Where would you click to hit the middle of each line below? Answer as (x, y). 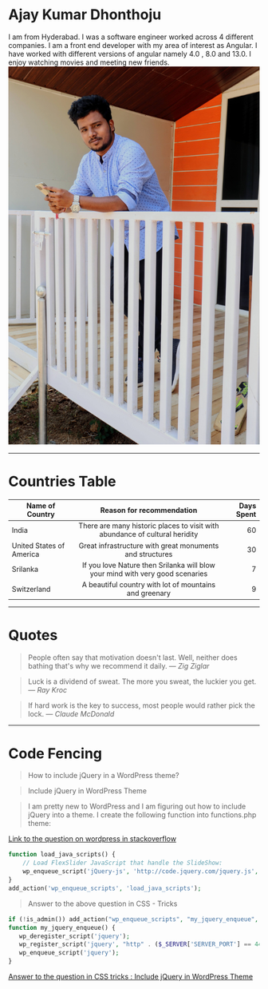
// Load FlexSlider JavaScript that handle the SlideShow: (123, 863)
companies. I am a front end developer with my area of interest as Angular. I (133, 45)
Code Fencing (55, 753)
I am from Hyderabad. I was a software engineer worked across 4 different (131, 37)
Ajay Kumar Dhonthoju (85, 15)
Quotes (33, 635)
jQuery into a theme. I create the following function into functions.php (142, 815)
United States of (38, 546)
